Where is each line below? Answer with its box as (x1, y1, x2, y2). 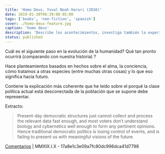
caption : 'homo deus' (5, 26, 50, 31)
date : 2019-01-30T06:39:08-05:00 (5, 12, 74, 17)
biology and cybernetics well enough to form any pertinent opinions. (17, 123, 156, 129)
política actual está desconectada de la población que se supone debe (5, 88, 148, 94)
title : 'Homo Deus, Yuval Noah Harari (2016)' (5, 7, 102, 12)
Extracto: (5, 103, 24, 109)
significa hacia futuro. (5, 74, 49, 79)
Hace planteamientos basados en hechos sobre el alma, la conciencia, (5, 63, 148, 69)
